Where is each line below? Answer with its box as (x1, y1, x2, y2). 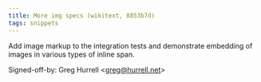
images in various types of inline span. (8, 49, 136, 59)
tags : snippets (8, 19, 59, 27)
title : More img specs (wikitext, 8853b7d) (8, 11, 156, 20)
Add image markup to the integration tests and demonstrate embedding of (8, 41, 253, 50)
